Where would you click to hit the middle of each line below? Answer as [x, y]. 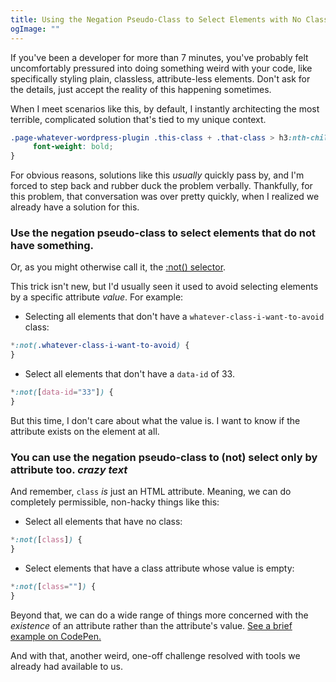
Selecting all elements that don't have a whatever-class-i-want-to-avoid [174, 317]
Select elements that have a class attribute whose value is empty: [159, 568]
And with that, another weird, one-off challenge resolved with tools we [155, 655]
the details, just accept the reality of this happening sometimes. [141, 89]
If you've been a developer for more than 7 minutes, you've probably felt [159, 57]
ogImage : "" [35, 29]
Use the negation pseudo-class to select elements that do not [163, 233]
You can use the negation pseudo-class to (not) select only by [164, 457]
